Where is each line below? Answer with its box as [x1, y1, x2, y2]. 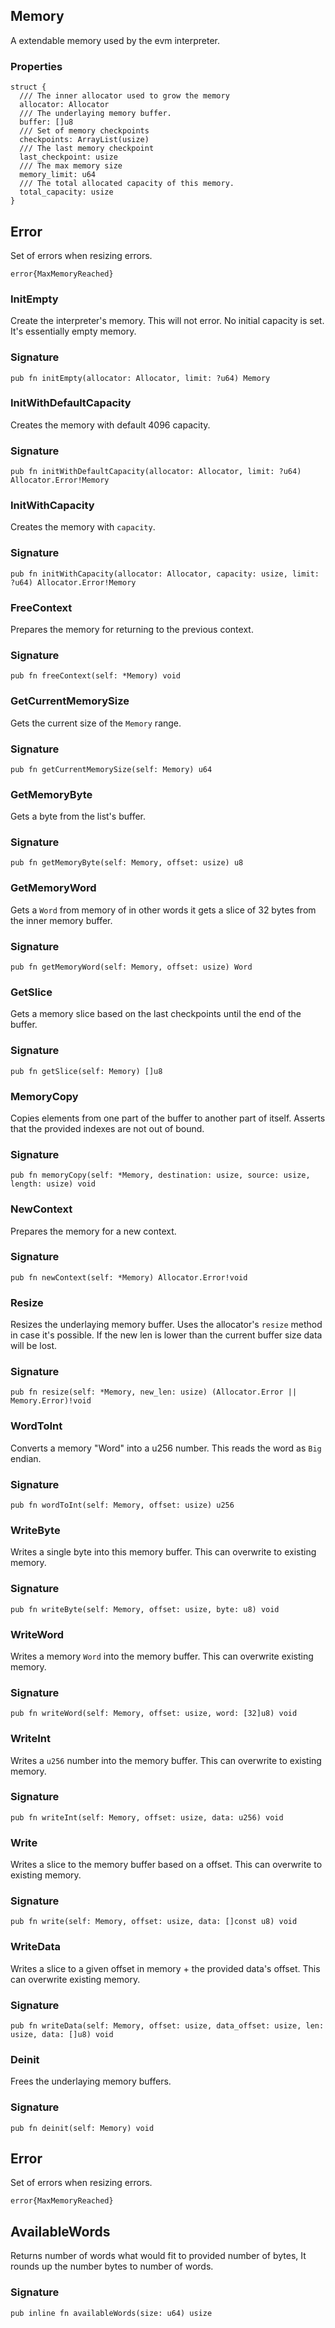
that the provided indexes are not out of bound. [10, 1122, 205, 1134]
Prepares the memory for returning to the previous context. [10, 624, 254, 635]
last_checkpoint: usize [19, 152, 118, 163]
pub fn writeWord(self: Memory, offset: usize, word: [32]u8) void [10, 1709, 298, 1719]
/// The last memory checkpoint [19, 144, 155, 154]
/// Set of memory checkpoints [19, 126, 150, 136]
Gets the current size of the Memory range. [10, 717, 182, 729]
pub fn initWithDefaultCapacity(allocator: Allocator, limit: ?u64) [10, 467, 302, 477]
